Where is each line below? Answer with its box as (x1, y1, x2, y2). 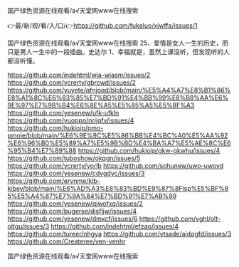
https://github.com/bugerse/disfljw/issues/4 (7, 207, 137, 215)
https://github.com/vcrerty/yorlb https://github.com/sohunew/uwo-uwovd (7, 162, 224, 169)
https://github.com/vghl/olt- (139, 214, 221, 223)
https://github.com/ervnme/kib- (7, 177, 101, 185)
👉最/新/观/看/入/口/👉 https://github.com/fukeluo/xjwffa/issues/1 (7, 21, 198, 30)
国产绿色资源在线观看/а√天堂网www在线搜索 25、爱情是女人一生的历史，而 (7, 38, 229, 47)
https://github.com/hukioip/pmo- (7, 124, 104, 132)
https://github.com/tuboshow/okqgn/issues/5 (7, 154, 141, 162)
